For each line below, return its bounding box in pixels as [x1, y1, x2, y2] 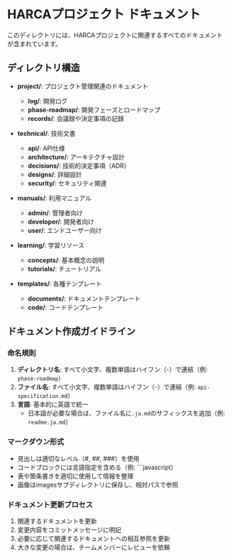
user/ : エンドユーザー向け [27, 226, 102, 234]
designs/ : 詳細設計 [27, 170, 82, 178]
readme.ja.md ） [27, 417, 72, 427]
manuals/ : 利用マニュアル [17, 194, 92, 202]
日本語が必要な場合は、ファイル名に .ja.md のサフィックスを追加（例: [27, 409, 225, 417]
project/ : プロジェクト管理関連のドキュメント [17, 82, 148, 90]
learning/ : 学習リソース [17, 241, 85, 249]
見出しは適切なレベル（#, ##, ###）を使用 [17, 454, 139, 462]
